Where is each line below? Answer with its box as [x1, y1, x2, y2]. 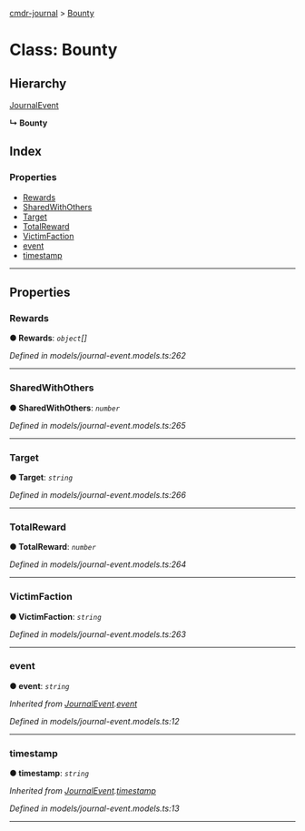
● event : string [9, 680, 70, 691]
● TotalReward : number [9, 542, 97, 552]
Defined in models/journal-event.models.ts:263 [9, 628, 186, 640]
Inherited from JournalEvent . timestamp [9, 785, 157, 796]
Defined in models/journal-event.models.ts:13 [9, 803, 180, 814]
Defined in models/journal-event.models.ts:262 [9, 350, 186, 361]
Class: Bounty [9, 40, 118, 60]
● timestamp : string [9, 768, 89, 779]
